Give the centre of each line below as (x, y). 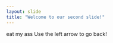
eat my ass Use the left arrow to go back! (56, 34)
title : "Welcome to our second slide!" (56, 17)
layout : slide (24, 11)
